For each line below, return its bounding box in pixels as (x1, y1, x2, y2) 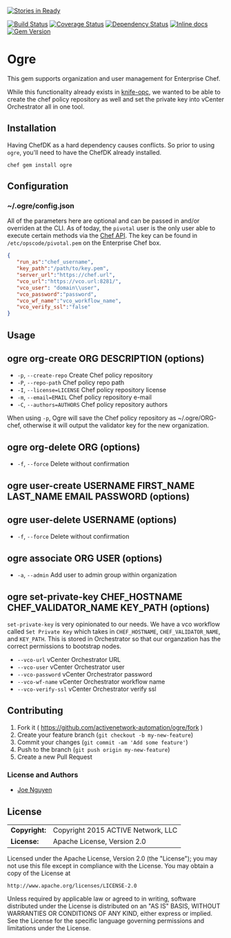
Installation (7, 122, 57, 134)
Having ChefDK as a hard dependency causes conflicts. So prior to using (7, 140, 215, 149)
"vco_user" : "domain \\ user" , (16, 284, 100, 291)
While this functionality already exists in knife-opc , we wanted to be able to (7, 87, 221, 96)
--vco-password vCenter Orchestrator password (17, 670, 153, 679)
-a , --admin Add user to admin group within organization (17, 571, 177, 579)
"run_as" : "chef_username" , (16, 259, 94, 266)
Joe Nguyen (17, 786, 52, 794)
